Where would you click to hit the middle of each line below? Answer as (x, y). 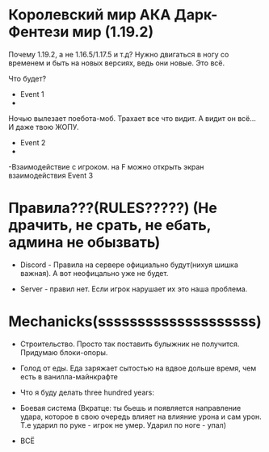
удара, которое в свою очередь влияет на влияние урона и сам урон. (141, 416)
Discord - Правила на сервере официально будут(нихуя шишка (129, 265)
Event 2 (33, 142)
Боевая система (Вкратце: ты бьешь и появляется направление (130, 408)
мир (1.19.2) (113, 32)
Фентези (39, 32)
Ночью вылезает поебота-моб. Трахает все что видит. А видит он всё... (132, 118)
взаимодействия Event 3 (51, 175)
